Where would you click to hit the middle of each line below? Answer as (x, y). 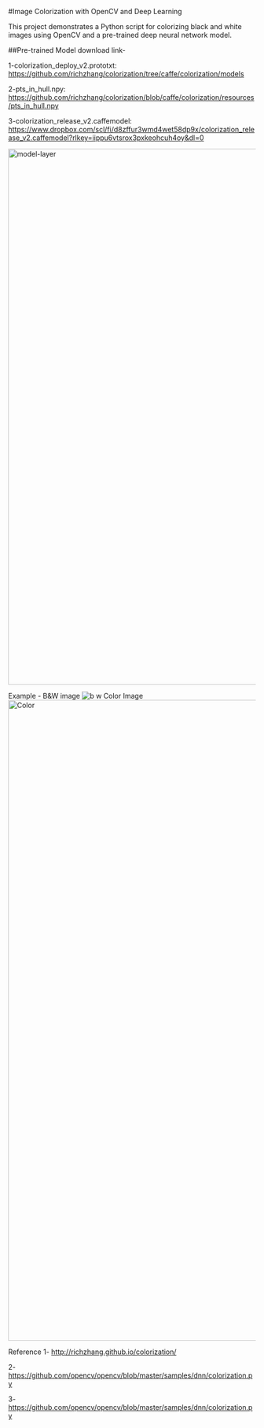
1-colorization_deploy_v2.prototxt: (62, 65)
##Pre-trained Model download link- (67, 50)
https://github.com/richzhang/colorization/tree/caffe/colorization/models (126, 74)
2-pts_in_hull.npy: (37, 89)
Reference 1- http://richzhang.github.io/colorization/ (92, 1352)
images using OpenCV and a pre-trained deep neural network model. (120, 35)
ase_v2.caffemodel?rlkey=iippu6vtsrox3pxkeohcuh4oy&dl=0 (106, 138)
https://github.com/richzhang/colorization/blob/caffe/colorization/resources (131, 97)
